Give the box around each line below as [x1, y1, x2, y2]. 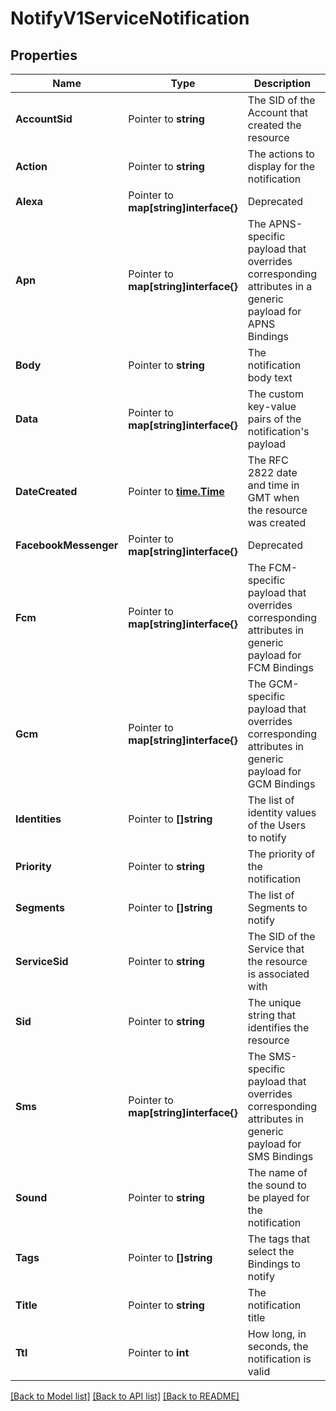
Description [253, 77, 312, 90]
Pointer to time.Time [128, 485, 225, 498]
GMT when [247, 491, 300, 504]
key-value [247, 400, 297, 413]
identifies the [247, 1021, 310, 1034]
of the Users [247, 818, 307, 832]
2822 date [247, 466, 298, 479]
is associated [247, 967, 310, 981]
